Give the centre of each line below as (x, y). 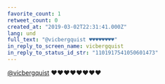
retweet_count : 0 (33, 20)
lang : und (22, 33)
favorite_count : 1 (34, 14)
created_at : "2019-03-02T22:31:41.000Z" (67, 27)
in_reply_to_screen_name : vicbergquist (66, 46)
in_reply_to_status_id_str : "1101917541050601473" (83, 53)
